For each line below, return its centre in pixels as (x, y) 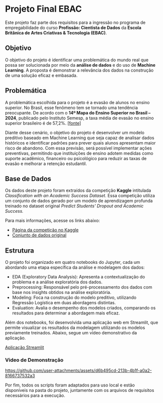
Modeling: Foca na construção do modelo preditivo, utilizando (74, 297)
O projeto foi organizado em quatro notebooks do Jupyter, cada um (72, 262)
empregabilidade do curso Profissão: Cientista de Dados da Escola (73, 27)
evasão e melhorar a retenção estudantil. (46, 164)
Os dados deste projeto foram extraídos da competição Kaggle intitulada (78, 190)
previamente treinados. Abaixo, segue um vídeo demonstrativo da (71, 333)
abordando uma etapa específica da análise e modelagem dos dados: (75, 267)
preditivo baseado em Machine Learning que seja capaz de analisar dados (80, 138)
